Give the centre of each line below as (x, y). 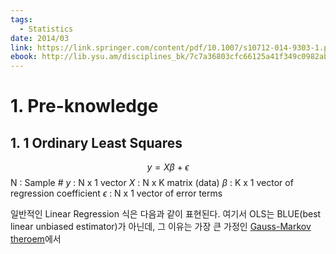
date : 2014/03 (40, 38)
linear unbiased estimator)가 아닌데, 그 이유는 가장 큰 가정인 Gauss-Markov (161, 227)
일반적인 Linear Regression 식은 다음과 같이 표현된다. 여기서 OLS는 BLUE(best (166, 214)
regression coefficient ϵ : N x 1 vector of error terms (116, 193)
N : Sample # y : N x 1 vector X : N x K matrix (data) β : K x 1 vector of (152, 183)
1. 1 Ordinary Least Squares (96, 142)
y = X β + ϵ (168, 167)
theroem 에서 (36, 239)
